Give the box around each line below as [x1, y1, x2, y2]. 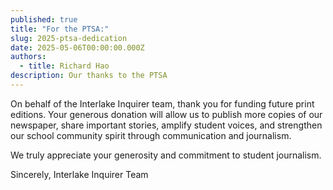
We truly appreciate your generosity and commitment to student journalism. [10, 149, 322, 161]
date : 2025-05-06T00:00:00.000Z [10, 42, 145, 53]
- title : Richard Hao [19, 61, 110, 71]
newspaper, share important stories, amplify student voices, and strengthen [10, 119, 323, 131]
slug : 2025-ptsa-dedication [10, 33, 128, 43]
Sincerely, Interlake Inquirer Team [10, 168, 149, 180]
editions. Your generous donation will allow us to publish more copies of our [10, 108, 323, 120]
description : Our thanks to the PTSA [10, 71, 168, 81]
